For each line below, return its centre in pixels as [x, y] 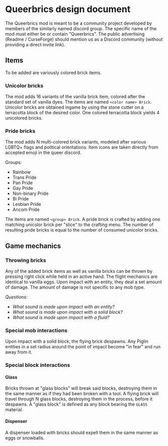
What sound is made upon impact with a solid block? [68, 312]
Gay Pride [23, 188]
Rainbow [22, 172]
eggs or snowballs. [25, 438]
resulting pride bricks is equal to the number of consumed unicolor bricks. [82, 230]
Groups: [14, 163]
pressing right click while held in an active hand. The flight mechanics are [81, 277]
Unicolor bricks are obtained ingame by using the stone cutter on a [74, 107]
